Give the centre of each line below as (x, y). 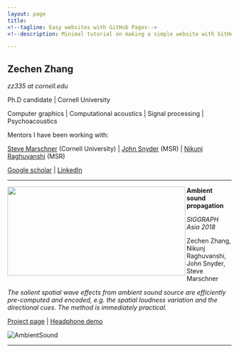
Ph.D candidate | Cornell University (59, 100)
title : (17, 21)
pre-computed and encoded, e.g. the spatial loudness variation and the (113, 300)
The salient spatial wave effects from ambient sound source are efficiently (117, 293)
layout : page (27, 14)
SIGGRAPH (203, 220)
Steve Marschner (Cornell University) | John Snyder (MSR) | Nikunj (105, 149)
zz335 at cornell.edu (38, 86)
